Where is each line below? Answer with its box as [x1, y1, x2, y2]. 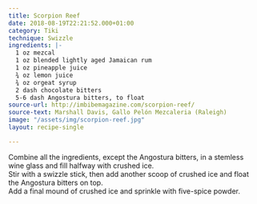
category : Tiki [8, 26, 59, 34]
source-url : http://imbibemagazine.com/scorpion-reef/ [8, 101, 195, 109]
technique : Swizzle [8, 34, 74, 42]
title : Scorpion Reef [8, 11, 81, 20]
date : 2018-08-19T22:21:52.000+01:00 [8, 19, 135, 27]
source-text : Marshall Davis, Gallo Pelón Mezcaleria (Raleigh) [8, 109, 227, 117]
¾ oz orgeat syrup [15, 78, 78, 86]
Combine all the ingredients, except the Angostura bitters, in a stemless [8, 152, 244, 162]
